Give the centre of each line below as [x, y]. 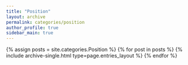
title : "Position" [28, 11]
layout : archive [26, 17]
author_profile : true [32, 28]
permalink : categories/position [45, 22]
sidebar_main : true [30, 33]
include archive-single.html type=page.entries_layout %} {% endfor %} [92, 56]
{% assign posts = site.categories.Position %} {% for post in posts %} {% [94, 49]
